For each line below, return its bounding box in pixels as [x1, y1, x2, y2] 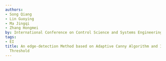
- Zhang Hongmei [5, 26, 39, 30]
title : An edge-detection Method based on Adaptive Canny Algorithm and [5, 44, 158, 49]
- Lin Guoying [5, 16, 35, 21]
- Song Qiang [5, 12, 32, 17]
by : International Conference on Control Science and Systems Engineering [5, 30, 163, 35]
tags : [5, 35, 16, 40]
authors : [5, 7, 23, 12]
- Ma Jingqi [5, 21, 30, 26]
